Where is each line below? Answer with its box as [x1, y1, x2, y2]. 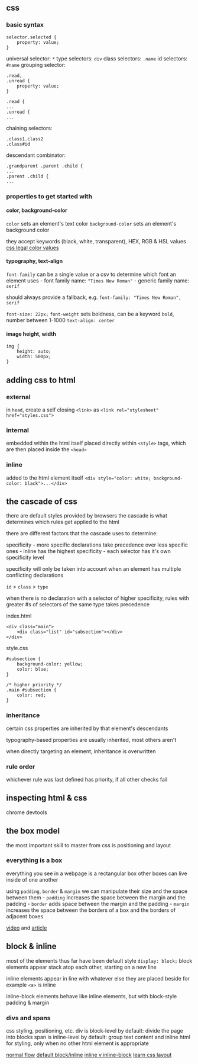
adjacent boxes [6, 912, 44, 920]
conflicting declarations [6, 572, 64, 579]
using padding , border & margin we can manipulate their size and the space [6, 888, 188, 895]
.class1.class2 [6, 136, 44, 142]
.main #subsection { [6, 687, 57, 693]
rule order [6, 762, 35, 770]
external [6, 393, 31, 401]
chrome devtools [6, 809, 47, 816]
